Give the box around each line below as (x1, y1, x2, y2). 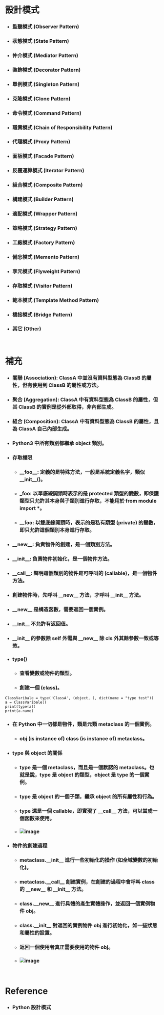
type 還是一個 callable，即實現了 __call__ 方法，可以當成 (19, 807, 153, 814)
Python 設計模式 (12, 1004, 51, 1011)
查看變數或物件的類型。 (19, 669, 75, 676)
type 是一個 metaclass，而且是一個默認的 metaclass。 (19, 764, 150, 771)
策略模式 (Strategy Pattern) (12, 225, 77, 232)
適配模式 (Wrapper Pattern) (12, 211, 78, 217)
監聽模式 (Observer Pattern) (12, 23, 80, 30)
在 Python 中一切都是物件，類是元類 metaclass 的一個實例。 (12, 721, 155, 727)
